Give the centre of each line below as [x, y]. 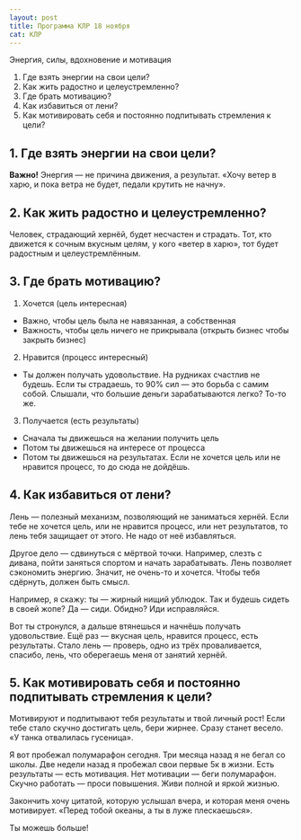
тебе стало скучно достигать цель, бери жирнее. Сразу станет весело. [146, 728]
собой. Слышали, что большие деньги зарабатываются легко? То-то [154, 393]
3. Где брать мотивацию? [85, 282]
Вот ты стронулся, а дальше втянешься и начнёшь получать [125, 626]
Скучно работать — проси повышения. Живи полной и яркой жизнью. [145, 783]
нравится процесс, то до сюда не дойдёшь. [106, 466]
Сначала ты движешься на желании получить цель [121, 438]
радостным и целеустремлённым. [75, 253]
